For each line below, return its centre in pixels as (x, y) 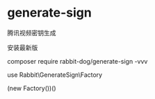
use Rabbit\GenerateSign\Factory (55, 75)
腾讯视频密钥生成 (32, 33)
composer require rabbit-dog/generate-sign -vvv (77, 61)
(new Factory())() (32, 88)
